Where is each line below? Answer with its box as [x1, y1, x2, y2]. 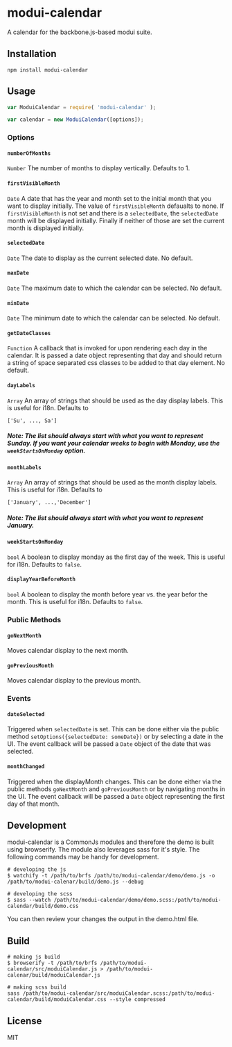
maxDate [7, 270, 30, 277]
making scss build [13, 984, 67, 991]
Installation [7, 48, 57, 60]
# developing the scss [7, 891, 73, 898]
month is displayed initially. [7, 224, 84, 232]
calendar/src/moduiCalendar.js [7, 966, 98, 973]
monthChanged [7, 763, 45, 770]
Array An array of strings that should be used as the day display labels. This [7, 396, 224, 405]
